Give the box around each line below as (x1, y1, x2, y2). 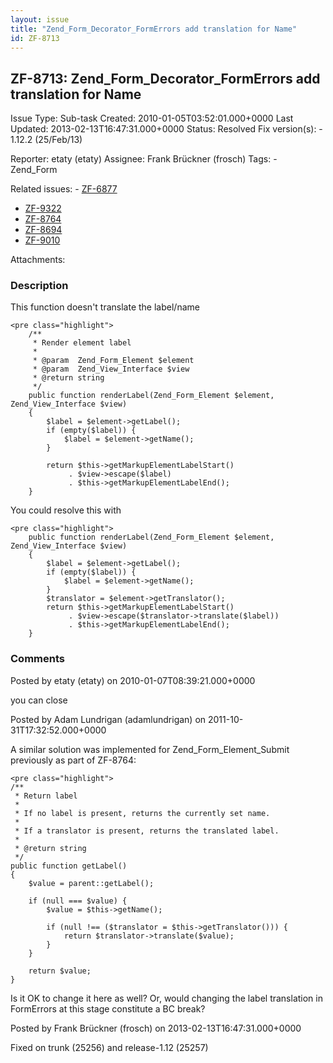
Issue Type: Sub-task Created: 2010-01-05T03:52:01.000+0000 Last (10, 112, 294, 125)
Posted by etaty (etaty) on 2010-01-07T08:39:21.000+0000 (10, 674, 256, 686)
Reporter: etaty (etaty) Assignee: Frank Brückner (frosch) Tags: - (10, 153, 278, 165)
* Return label (14, 791, 78, 801)
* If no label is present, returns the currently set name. (14, 808, 271, 818)
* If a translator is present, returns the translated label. (14, 826, 280, 836)
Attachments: (10, 254, 66, 266)
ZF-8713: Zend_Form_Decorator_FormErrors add (10, 70, 321, 87)
